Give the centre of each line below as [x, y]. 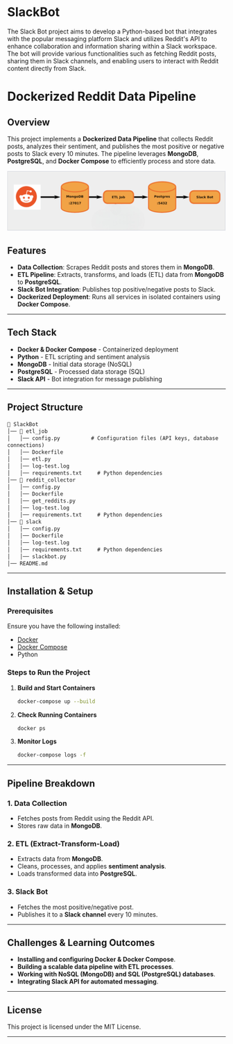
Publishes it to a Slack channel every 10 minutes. [87, 914]
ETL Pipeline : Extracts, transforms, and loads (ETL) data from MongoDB [120, 275]
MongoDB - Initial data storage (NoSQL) [75, 364]
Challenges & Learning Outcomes [81, 943]
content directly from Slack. [47, 68]
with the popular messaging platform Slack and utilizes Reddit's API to [107, 38]
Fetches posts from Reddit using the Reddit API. [86, 818]
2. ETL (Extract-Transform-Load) [63, 844]
